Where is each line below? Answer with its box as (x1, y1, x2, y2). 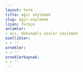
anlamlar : (5, 26, 26, 31)
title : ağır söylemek (5, 12, 51, 17)
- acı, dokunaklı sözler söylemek (5, 31, 78, 36)
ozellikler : (5, 36, 30, 41)
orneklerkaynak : (5, 54, 39, 60)
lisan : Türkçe (5, 21, 35, 27)
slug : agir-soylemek (5, 17, 49, 22)
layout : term (5, 7, 33, 13)
